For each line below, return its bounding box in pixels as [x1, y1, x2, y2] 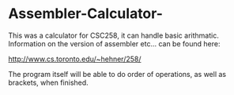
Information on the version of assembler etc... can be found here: [8, 38, 221, 48]
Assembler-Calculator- [8, 5, 164, 23]
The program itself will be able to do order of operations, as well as [8, 69, 227, 79]
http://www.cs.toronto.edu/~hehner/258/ [8, 54, 142, 64]
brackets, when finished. [8, 78, 89, 87]
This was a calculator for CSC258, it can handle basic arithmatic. [8, 31, 219, 40]
